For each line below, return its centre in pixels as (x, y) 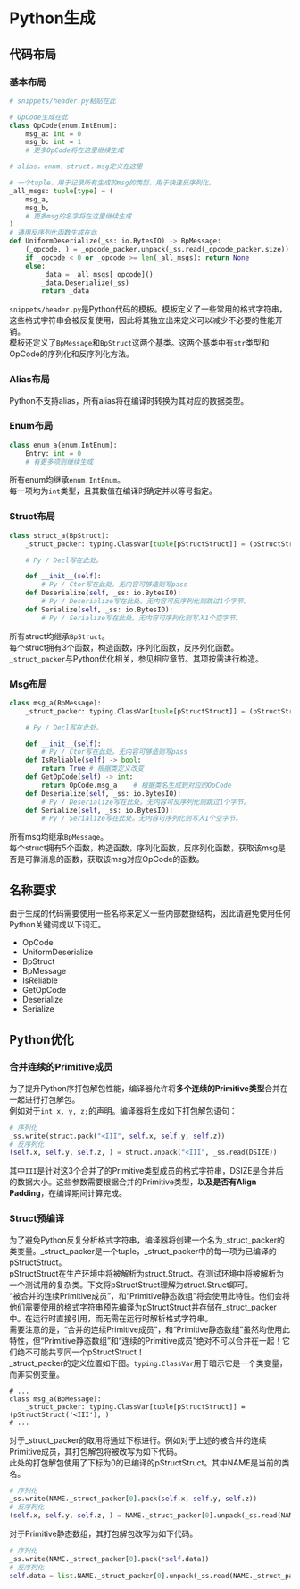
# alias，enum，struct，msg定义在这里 (76, 167)
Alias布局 (30, 380)
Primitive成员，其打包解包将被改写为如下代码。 (96, 1451)
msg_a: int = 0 (54, 134)
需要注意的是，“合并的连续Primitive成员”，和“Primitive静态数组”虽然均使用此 (150, 1329)
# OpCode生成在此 (39, 117)
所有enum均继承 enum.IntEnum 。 (67, 480)
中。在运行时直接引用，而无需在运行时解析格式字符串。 (111, 1318)
